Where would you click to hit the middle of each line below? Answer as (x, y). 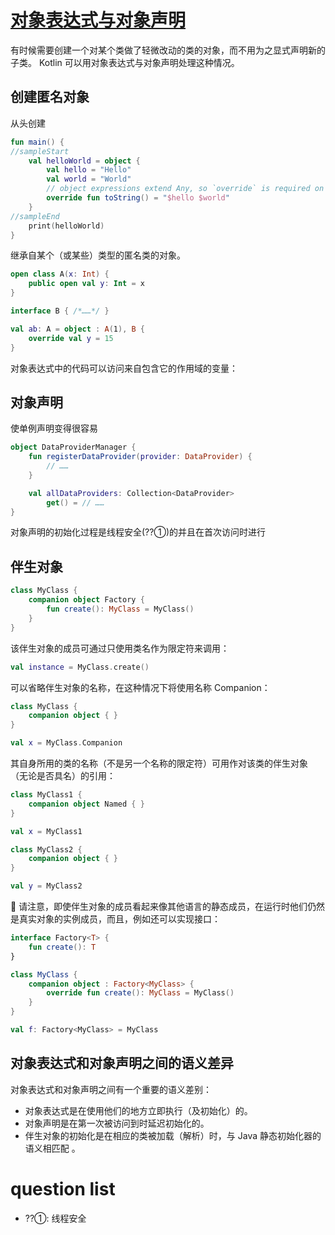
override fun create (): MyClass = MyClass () (140, 993)
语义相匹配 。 (52, 1148)
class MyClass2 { (46, 849)
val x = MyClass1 (46, 831)
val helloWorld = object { (84, 161)
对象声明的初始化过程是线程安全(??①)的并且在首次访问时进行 (138, 532)
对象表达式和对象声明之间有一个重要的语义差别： (111, 1089)
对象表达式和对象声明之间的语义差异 (122, 1063)
